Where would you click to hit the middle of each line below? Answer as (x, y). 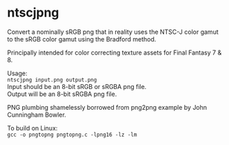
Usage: (17, 73)
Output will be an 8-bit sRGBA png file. (62, 94)
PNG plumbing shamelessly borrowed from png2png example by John (107, 107)
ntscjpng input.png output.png (52, 80)
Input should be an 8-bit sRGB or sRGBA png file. (77, 86)
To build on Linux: (32, 128)
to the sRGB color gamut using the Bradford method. (82, 39)
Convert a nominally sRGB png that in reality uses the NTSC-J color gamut (113, 32)
